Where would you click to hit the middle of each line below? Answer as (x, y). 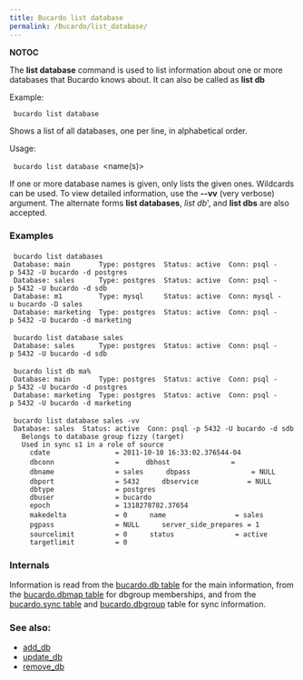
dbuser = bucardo (91, 497)
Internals (29, 565)
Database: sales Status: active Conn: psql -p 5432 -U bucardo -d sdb (154, 428)
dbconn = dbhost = (132, 462)
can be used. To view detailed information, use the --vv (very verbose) (142, 193)
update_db (43, 657)
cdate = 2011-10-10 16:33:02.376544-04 (136, 452)
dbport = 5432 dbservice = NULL (151, 481)
